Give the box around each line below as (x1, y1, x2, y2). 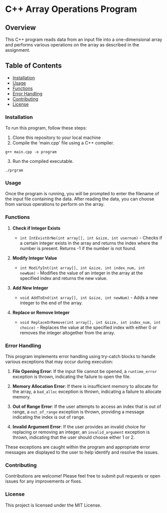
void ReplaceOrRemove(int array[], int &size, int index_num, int (19, 320, 161, 325)
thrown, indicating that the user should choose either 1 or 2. (12, 434, 135, 440)
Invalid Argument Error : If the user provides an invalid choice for (12, 424, 146, 429)
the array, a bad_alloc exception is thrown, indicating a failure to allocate (12, 388, 162, 394)
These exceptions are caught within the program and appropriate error (5, 444, 151, 450)
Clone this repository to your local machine (12, 134, 101, 140)
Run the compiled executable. (12, 158, 74, 164)
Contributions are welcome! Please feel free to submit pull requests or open (5, 473, 161, 479)
